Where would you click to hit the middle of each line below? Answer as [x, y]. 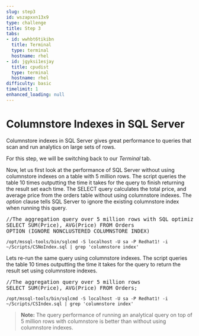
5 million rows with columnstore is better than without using [93, 321]
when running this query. [36, 208]
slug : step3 [21, 12]
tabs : [13, 34]
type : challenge [26, 23]
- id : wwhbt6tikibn [30, 39]
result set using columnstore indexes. [52, 271]
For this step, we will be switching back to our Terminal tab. [79, 158]
